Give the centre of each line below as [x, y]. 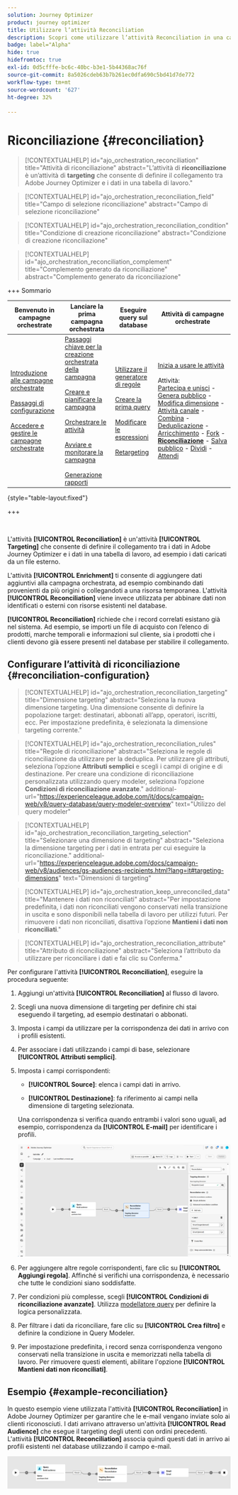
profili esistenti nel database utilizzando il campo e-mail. [90, 1447]
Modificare [131, 422]
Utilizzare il [131, 369]
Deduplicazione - [183, 426]
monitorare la [84, 452]
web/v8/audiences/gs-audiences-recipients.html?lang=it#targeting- [124, 870]
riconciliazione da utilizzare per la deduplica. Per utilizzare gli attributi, [127, 759]
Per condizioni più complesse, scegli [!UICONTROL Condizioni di [113, 1297]
